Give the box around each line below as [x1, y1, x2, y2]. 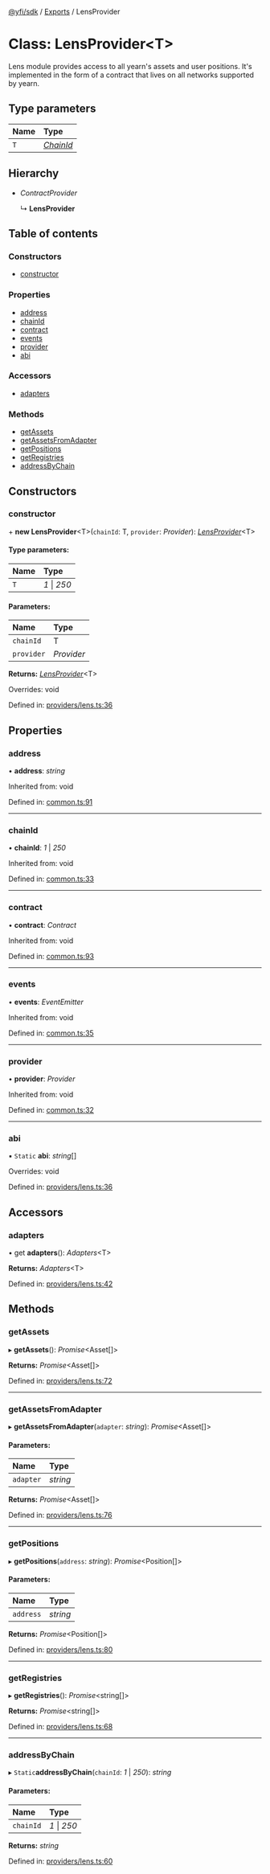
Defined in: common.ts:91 [8, 797, 93, 806]
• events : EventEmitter [8, 997, 84, 1007]
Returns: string [8, 1840, 59, 1850]
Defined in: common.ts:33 [8, 874, 95, 884]
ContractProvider [19, 188, 78, 198]
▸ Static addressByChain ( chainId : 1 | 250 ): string [8, 1768, 172, 1778]
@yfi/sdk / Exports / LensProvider [8, 7, 121, 16]
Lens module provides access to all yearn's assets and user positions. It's [8, 61, 252, 71]
